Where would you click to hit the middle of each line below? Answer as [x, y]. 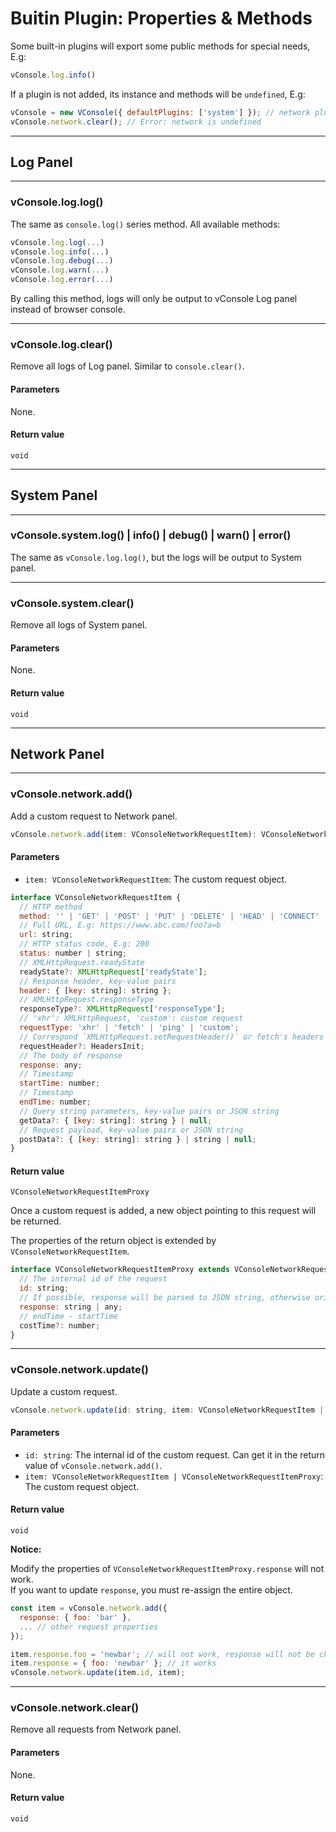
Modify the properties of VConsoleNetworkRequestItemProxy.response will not [167, 1569]
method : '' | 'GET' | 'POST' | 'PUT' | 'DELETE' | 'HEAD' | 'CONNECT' [169, 916]
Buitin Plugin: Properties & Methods [161, 18]
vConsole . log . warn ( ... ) [60, 270]
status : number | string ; [73, 953]
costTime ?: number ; [60, 1325]
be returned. [36, 1221]
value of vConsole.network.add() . [93, 1465]
